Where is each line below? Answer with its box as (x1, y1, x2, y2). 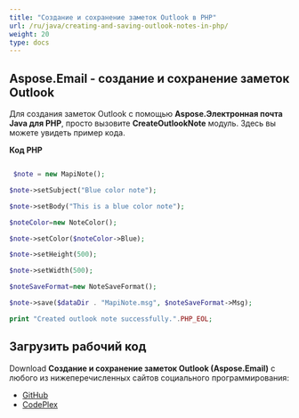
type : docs (9, 37, 50, 47)
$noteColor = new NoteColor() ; (9, 217, 117, 227)
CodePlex (21, 398, 58, 410)
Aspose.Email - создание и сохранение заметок (9, 70, 290, 86)
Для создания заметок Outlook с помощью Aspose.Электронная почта (9, 109, 283, 119)
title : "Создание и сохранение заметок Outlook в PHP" (9, 12, 217, 22)
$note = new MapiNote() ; (12, 170, 105, 179)
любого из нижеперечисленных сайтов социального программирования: (9, 372, 289, 383)
